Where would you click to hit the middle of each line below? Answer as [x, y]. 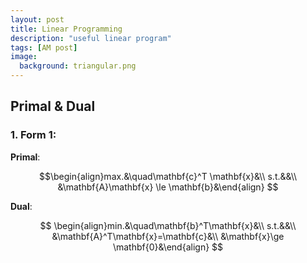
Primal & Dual [53, 106]
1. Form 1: [33, 135]
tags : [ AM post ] [44, 47]
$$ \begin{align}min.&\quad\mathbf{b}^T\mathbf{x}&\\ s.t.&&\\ [168, 225]
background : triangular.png [78, 66]
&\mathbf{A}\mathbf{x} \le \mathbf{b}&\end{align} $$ [168, 187]
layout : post [37, 19]
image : [24, 57]
